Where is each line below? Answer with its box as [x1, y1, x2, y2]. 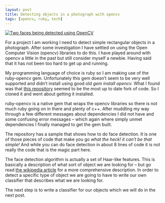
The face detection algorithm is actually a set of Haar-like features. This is [5, 157, 155, 162]
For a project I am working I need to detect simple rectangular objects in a [5, 40, 155, 45]
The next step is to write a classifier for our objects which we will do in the [5, 187, 156, 193]
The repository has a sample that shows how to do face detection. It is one [5, 131, 157, 137]
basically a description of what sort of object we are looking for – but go [5, 162, 151, 168]
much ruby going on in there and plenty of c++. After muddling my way [5, 106, 149, 112]
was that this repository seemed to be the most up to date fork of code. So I [5, 86, 159, 92]
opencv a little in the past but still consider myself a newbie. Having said [5, 55, 152, 61]
